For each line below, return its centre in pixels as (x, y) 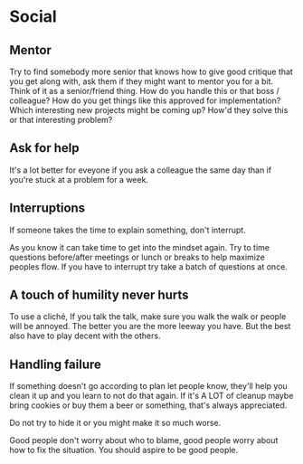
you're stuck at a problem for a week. (79, 179)
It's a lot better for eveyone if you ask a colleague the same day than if (141, 170)
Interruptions (47, 208)
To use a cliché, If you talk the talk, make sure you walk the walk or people (148, 317)
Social (33, 17)
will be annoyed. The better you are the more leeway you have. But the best (150, 327)
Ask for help (44, 148)
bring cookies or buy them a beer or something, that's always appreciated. (148, 405)
